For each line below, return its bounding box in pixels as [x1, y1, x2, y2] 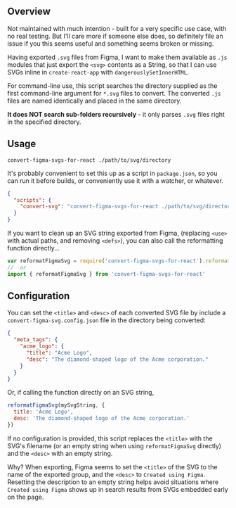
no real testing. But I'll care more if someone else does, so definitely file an [7, 32, 223, 40]
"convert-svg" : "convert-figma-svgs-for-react [20, 203, 159, 210]
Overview [7, 6, 51, 18]
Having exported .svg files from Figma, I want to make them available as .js [7, 53, 228, 61]
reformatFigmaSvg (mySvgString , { [7, 402, 105, 409]
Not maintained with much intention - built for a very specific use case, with [7, 24, 227, 32]
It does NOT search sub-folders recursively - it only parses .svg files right [7, 110, 225, 118]
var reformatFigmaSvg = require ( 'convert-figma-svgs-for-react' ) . [7, 258, 206, 265]
